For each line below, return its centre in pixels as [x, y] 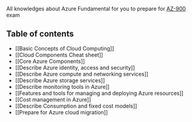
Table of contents [40, 34]
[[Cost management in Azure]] [53, 99]
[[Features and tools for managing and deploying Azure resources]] [99, 93]
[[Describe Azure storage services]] [60, 80]
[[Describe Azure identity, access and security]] [75, 67]
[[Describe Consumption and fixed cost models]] [76, 106]
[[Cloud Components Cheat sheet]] [59, 55]
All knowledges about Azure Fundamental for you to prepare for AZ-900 [96, 9]
